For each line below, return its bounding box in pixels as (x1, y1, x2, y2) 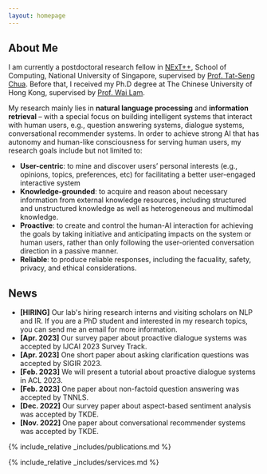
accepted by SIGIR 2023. (19, 359, 102, 368)
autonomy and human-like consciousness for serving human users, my (8, 137, 241, 147)
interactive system (19, 178, 81, 188)
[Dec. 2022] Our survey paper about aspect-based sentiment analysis (19, 401, 252, 411)
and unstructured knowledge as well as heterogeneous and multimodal (19, 204, 253, 213)
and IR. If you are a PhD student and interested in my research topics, (19, 317, 249, 326)
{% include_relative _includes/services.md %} (8, 457, 159, 468)
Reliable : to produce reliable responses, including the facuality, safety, (19, 255, 252, 265)
